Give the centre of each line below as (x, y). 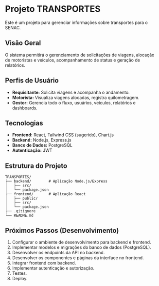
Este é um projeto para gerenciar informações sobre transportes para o (77, 22)
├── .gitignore (20, 211)
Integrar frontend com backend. (44, 263)
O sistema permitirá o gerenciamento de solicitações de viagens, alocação (80, 55)
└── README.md (19, 216)
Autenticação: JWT (32, 150)
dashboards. (25, 108)
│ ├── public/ (21, 199)
